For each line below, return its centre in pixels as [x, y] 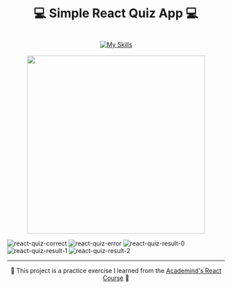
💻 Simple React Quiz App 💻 [116, 13]
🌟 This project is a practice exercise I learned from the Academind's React [116, 270]
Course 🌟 [116, 278]
